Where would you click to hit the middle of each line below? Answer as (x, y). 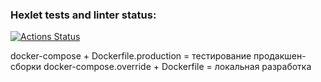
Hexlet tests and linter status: (83, 15)
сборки (26, 67)
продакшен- (280, 56)
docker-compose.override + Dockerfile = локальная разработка (177, 67)
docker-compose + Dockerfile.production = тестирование (131, 56)
